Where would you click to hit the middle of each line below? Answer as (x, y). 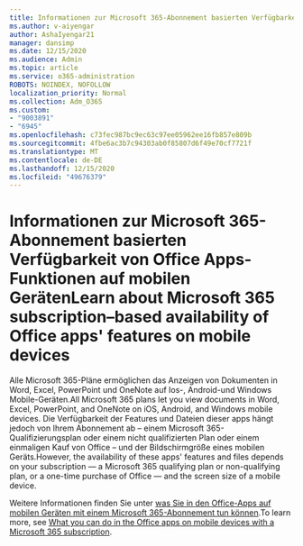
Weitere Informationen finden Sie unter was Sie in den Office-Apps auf (140, 503)
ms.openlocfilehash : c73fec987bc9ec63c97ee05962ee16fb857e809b (131, 135)
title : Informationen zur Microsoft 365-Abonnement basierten (129, 18)
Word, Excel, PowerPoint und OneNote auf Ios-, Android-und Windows (141, 390)
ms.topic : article (44, 68)
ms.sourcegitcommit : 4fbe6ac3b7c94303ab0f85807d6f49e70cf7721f (131, 143)
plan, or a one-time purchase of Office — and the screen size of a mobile (145, 476)
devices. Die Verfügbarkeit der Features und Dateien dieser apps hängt (142, 419)
